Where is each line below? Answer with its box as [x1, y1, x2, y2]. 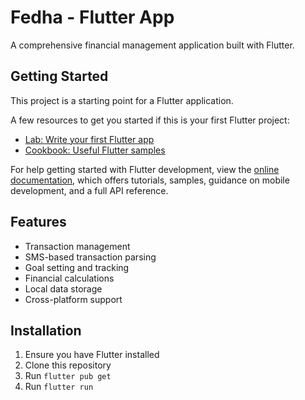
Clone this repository [24, 359, 112, 371]
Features [10, 214, 67, 231]
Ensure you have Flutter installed [24, 349, 160, 361]
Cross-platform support [24, 293, 123, 305]
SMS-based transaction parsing [24, 251, 157, 263]
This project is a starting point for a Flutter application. [10, 94, 234, 106]
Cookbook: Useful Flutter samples [24, 144, 166, 156]
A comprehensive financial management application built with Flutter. [10, 39, 295, 51]
